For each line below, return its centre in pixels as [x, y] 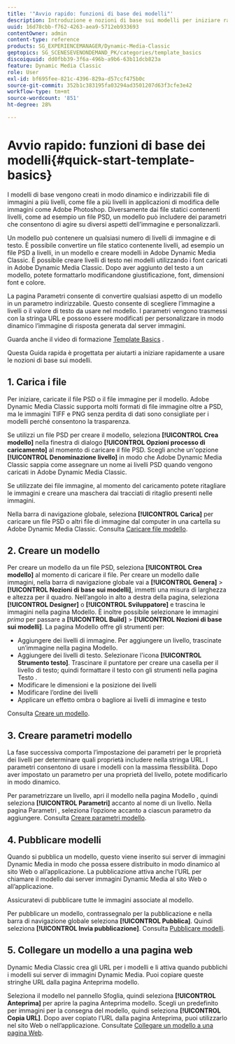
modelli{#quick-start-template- [101, 160]
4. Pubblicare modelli [54, 840]
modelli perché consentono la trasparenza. [69, 421]
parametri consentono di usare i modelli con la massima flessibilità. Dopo [113, 767]
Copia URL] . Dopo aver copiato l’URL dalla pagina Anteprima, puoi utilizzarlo [117, 1017]
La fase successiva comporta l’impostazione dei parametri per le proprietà [114, 752]
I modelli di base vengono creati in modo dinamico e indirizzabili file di [108, 194]
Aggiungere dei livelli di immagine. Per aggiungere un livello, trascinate [119, 641]
